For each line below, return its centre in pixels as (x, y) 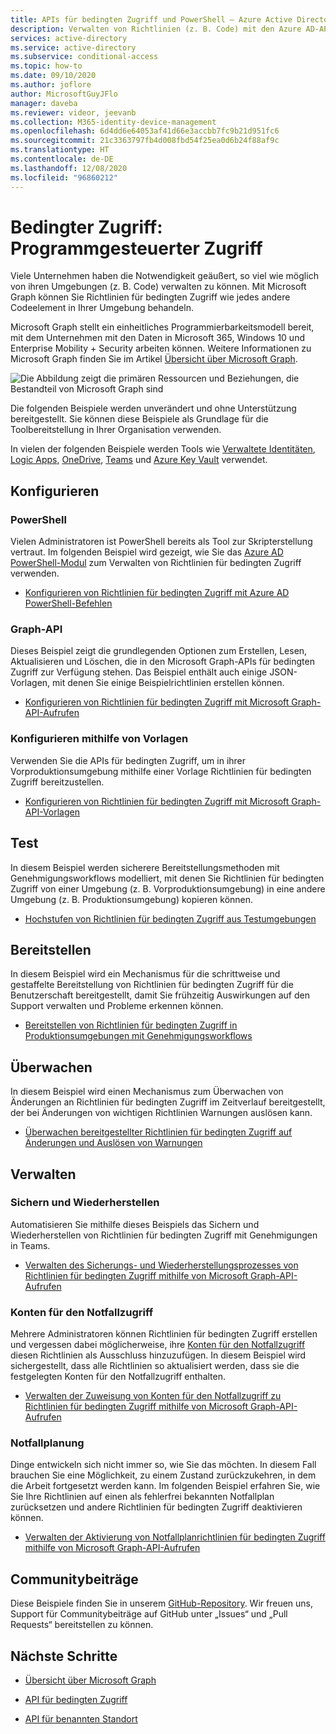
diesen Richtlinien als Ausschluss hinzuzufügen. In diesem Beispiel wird (158, 1355)
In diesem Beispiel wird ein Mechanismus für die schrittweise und (145, 974)
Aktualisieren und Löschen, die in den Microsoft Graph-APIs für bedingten (162, 662)
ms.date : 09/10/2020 (53, 76)
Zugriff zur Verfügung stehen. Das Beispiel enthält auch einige (139, 672)
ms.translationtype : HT (60, 150)
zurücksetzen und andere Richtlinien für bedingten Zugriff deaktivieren (156, 1507)
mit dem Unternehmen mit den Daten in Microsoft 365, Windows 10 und (157, 338)
